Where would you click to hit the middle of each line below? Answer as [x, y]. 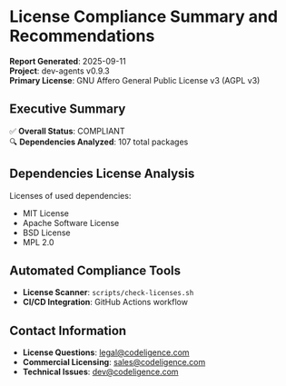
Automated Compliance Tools [95, 270]
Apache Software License [71, 223]
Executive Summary [68, 109]
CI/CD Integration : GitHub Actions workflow [105, 302]
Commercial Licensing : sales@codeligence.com [114, 362]
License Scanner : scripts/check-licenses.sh [108, 292]
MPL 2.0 [38, 242]
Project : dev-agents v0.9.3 [60, 71]
